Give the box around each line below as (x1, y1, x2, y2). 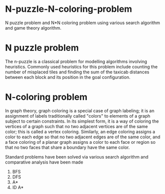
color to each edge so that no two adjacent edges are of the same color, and (5, 134, 161, 140)
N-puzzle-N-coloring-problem (5, 3, 132, 15)
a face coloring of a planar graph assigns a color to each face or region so (5, 139, 156, 145)
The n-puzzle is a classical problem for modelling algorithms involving (5, 58, 147, 65)
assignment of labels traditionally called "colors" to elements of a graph (5, 113, 151, 119)
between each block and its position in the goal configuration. (5, 74, 131, 80)
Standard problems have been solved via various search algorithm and (5, 154, 149, 160)
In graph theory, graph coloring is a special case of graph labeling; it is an (5, 107, 155, 114)
